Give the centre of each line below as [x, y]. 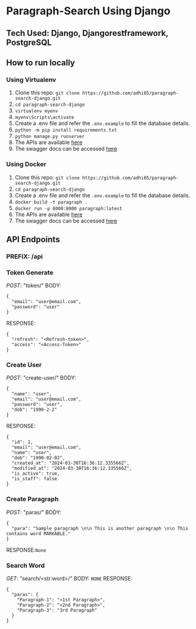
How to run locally [41, 62]
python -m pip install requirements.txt [66, 130]
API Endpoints [33, 239]
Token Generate [30, 272]
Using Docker [26, 164]
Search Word [25, 565]
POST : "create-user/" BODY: [41, 378]
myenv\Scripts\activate [45, 118]
